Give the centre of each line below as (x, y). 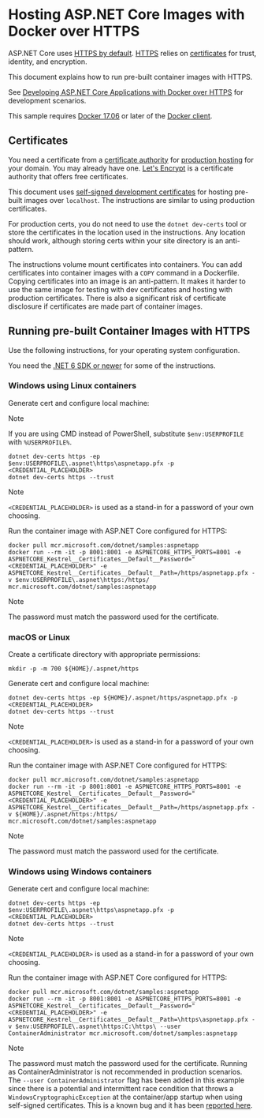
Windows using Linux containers (72, 386)
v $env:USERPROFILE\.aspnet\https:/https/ (79, 580)
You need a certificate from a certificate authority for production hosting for (131, 159)
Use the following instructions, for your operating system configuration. (124, 350)
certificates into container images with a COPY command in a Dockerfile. (124, 272)
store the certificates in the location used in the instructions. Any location (127, 232)
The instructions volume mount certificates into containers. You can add (125, 264)
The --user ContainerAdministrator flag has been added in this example (126, 1080)
